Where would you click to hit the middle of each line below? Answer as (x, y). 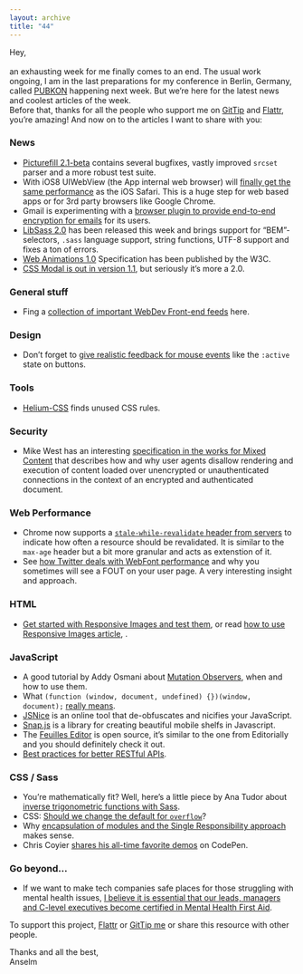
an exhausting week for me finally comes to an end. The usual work (135, 71)
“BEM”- (277, 230)
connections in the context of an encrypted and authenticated (138, 479)
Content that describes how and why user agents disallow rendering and (158, 460)
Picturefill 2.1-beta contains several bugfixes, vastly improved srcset (150, 162)
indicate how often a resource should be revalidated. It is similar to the (153, 542)
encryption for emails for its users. (86, 220)
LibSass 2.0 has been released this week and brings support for (142, 230)
